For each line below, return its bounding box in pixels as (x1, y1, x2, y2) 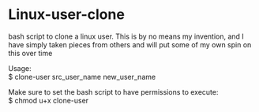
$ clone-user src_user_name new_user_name (8, 72, 156, 81)
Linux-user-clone (8, 6, 125, 24)
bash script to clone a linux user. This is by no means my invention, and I (8, 32, 245, 41)
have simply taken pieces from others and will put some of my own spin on (8, 39, 252, 49)
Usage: (8, 63, 32, 73)
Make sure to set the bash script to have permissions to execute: (8, 87, 219, 96)
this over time (8, 48, 53, 58)
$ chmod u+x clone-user (8, 95, 89, 105)
